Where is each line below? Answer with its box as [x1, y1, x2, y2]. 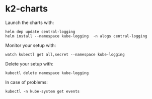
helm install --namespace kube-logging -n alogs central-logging [5, 33, 147, 38]
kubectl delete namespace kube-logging [5, 70, 89, 75]
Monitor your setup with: [5, 42, 56, 48]
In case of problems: [5, 79, 48, 85]
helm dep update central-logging [5, 29, 75, 34]
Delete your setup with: [5, 60, 54, 66]
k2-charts [5, 3, 48, 14]
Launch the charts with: [5, 19, 54, 25]
